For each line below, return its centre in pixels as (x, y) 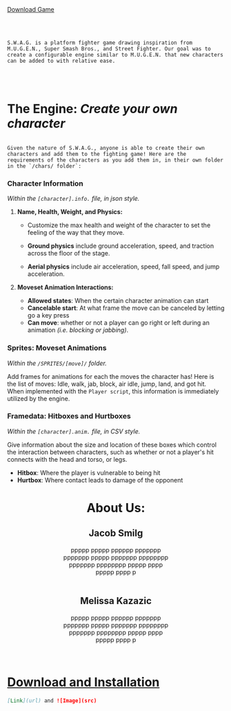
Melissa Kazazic (116, 601)
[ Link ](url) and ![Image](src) (52, 701)
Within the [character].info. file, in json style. (73, 199)
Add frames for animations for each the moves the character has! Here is (111, 376)
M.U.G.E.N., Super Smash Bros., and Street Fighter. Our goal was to (109, 49)
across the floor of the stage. (69, 253)
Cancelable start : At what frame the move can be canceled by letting (126, 308)
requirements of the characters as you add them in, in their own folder (115, 160)
